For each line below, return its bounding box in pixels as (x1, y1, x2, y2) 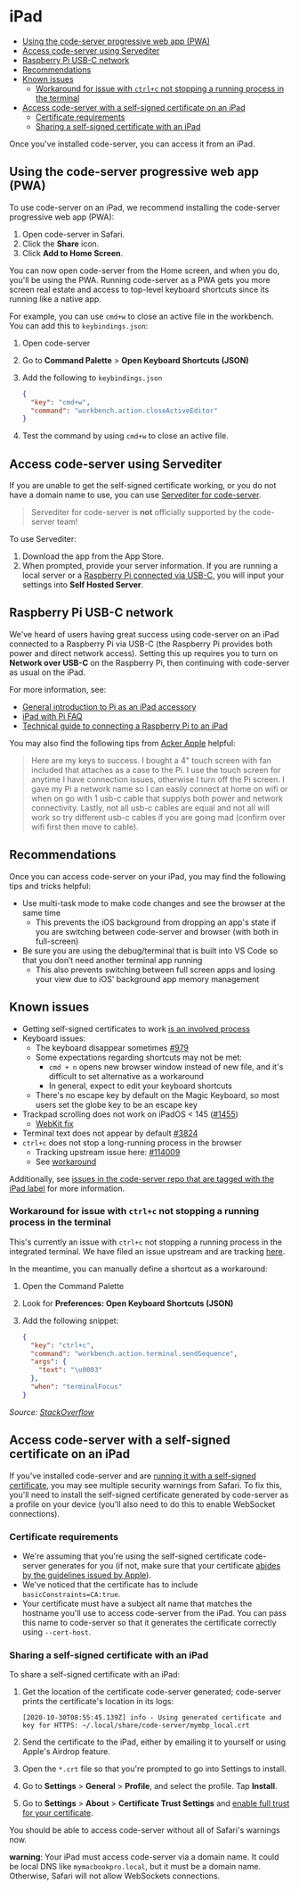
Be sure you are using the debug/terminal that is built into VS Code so (21, 945, 279, 956)
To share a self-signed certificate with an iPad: (9, 1669, 181, 1680)
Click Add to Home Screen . (21, 247, 124, 258)
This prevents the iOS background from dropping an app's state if (35, 917, 277, 928)
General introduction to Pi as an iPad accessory (21, 701, 197, 712)
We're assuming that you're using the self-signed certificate (21, 1551, 243, 1561)
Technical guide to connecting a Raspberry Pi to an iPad (21, 720, 229, 731)
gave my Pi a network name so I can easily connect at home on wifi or (30, 783, 288, 794)
